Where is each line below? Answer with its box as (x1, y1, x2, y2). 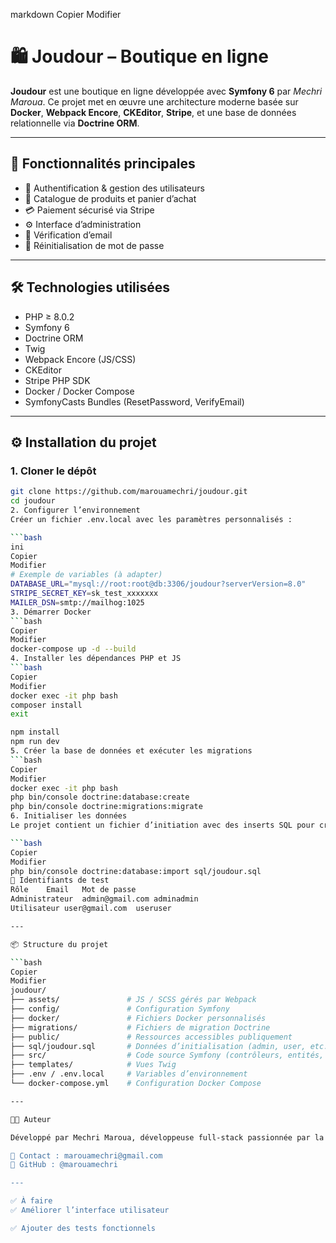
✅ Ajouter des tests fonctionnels (10, 1223, 156, 1233)
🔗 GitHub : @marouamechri (10, 1160, 118, 1170)
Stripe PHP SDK (24, 374, 91, 386)
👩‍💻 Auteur (10, 1114, 52, 1124)
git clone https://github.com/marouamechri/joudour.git (10, 487, 248, 497)
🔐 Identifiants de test (10, 875, 110, 886)
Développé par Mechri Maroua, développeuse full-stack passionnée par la (10, 1132, 325, 1143)
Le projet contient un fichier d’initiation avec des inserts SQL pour (10, 820, 315, 830)
